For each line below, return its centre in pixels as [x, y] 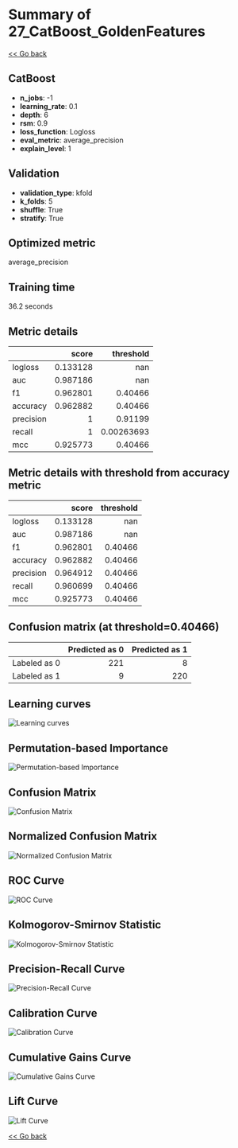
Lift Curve [33, 1101]
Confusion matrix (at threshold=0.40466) [114, 627]
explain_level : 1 [45, 148]
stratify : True [42, 218]
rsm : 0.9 [34, 123]
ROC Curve [36, 881]
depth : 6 [34, 115]
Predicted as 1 [159, 649]
